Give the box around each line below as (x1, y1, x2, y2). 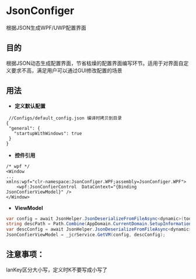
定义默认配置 (14, 102, 45, 109)
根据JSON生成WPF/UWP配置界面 (6, 24, 86, 31)
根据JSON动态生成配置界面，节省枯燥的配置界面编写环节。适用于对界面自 (6, 60, 184, 67)
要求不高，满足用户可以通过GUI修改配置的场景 (10, 67, 123, 74)
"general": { (8, 125, 41, 131)
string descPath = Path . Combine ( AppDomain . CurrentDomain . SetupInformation (6, 221, 192, 227)
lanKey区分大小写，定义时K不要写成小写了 (6, 266, 108, 273)
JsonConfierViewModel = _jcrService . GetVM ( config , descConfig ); (6, 232, 166, 238)
